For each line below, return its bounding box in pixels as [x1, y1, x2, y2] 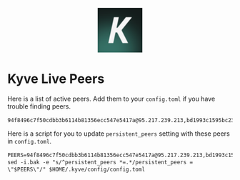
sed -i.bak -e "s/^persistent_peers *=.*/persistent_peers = [7, 159, 194, 166]
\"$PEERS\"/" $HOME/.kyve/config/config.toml [7, 166, 145, 173]
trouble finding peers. [7, 101, 71, 111]
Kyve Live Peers [7, 71, 105, 87]
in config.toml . [7, 136, 52, 145]
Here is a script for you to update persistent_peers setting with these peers [7, 129, 230, 138]
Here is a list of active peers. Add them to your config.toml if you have [7, 94, 216, 103]
